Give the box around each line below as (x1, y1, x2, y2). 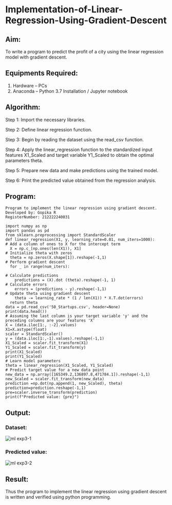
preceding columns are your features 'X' (5, 318, 95, 323)
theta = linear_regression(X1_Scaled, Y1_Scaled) (5, 363, 114, 368)
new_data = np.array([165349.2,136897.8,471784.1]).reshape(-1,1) (5, 372, 150, 377)
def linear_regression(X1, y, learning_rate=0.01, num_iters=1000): (5, 237, 155, 242)
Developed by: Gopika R (5, 210, 56, 215)
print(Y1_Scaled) (5, 354, 43, 359)
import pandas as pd (5, 228, 50, 233)
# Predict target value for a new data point (5, 367, 104, 373)
